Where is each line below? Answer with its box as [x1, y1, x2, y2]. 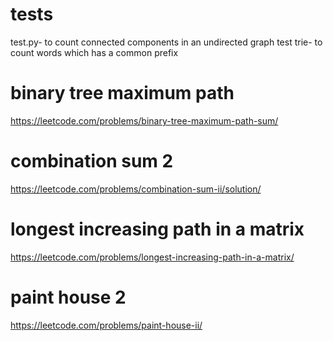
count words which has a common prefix [10, 46, 179, 58]
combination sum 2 [10, 150, 174, 173]
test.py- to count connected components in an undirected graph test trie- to [10, 36, 323, 48]
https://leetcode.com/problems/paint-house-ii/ [10, 319, 203, 331]
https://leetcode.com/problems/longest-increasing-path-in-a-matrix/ [10, 251, 295, 263]
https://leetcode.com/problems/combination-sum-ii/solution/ [10, 183, 262, 195]
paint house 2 [10, 286, 127, 308]
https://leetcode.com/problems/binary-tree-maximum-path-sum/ [10, 114, 279, 127]
